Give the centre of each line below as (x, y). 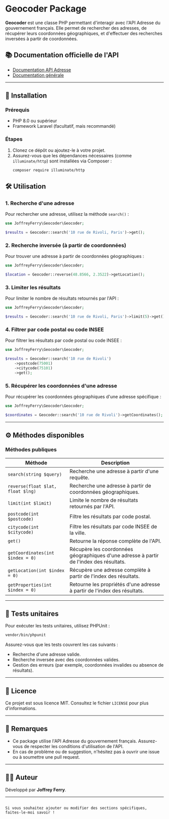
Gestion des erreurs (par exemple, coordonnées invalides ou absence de (88, 665)
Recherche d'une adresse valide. (47, 655)
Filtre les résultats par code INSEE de (113, 526)
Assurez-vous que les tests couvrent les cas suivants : (62, 645)
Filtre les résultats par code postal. (110, 516)
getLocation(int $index (36, 570)
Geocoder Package (46, 9)
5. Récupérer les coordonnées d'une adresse (61, 386)
